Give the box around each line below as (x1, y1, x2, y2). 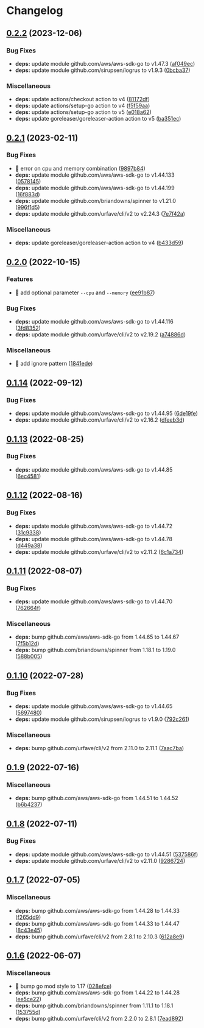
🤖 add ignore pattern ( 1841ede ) (15, 360, 93, 367)
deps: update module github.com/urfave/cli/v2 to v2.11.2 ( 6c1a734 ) (15, 548, 184, 555)
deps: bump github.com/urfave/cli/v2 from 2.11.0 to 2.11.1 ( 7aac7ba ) (15, 745, 185, 752)
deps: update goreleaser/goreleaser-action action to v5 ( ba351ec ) (15, 115, 181, 122)
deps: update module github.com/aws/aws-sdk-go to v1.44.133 (15, 171, 175, 179)
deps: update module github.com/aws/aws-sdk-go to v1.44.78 (15, 535, 172, 542)
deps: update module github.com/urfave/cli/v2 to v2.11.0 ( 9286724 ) (15, 857, 186, 864)
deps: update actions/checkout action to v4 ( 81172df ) (15, 96, 150, 103)
